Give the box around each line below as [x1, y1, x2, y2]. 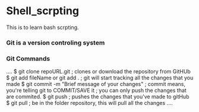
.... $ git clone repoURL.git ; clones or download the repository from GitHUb [6, 68, 191, 75]
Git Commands [6, 55, 50, 63]
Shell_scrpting [6, 4, 79, 18]
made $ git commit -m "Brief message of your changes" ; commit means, [6, 81, 186, 88]
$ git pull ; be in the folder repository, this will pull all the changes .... [6, 100, 173, 107]
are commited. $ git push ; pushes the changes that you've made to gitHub [6, 93, 189, 100]
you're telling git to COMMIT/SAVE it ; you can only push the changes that [6, 87, 187, 94]
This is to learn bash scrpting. [6, 24, 79, 31]
